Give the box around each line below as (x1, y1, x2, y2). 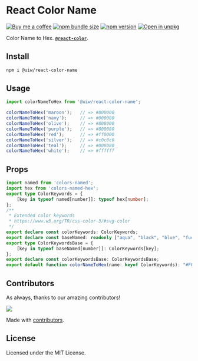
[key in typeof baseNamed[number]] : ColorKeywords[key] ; (16, 246, 160, 251)
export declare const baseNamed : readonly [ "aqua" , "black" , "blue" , (6, 234, 181, 240)
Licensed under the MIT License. (6, 349, 86, 356)
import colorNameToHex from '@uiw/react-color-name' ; (6, 99, 141, 105)
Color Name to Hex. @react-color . (6, 34, 88, 41)
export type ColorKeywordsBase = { (6, 240, 94, 246)
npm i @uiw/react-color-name (6, 67, 78, 73)
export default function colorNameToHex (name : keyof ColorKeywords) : (6, 262, 181, 268)
